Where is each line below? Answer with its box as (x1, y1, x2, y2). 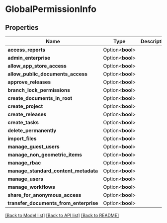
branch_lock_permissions (7, 87, 71, 93)
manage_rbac (7, 159, 41, 166)
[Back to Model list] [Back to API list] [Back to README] (5, 213, 119, 218)
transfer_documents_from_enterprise (7, 200, 98, 207)
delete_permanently (7, 127, 57, 134)
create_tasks (7, 119, 39, 126)
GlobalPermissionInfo (5, 3, 97, 15)
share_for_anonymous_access (7, 192, 82, 198)
